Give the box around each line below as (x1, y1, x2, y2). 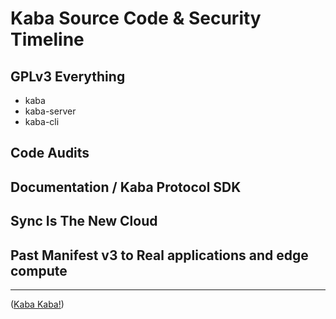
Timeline (10, 28, 85, 51)
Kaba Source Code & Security (10, 7, 262, 30)
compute (10, 262, 68, 279)
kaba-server (24, 105, 77, 117)
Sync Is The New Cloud (10, 213, 158, 230)
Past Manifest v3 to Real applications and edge (10, 247, 309, 264)
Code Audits (10, 145, 90, 162)
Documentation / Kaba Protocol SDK (10, 178, 242, 196)
